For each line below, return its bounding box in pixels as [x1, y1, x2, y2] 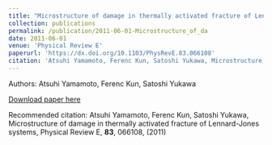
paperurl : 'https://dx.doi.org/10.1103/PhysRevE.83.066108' [8, 49, 216, 57]
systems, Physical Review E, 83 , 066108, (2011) [8, 126, 167, 137]
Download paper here [8, 94, 81, 104]
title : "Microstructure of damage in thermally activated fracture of [8, 11, 252, 20]
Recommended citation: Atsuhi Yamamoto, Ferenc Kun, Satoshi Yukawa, [8, 110, 249, 119]
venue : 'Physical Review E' [8, 42, 104, 50]
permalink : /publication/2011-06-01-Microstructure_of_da [8, 27, 208, 35]
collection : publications [8, 19, 96, 27]
